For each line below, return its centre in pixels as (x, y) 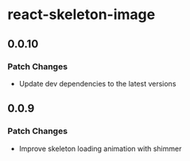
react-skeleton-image (81, 15)
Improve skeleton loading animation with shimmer (100, 148)
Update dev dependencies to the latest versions (97, 83)
